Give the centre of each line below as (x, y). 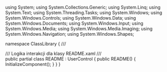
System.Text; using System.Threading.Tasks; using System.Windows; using (84, 13)
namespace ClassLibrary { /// (36, 44)
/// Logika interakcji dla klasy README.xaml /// (53, 53)
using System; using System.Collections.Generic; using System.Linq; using (83, 7)
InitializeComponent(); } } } (33, 64)
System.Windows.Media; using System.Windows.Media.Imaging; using (79, 29)
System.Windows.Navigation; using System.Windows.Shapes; (70, 34)
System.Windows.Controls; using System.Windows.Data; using (71, 18)
